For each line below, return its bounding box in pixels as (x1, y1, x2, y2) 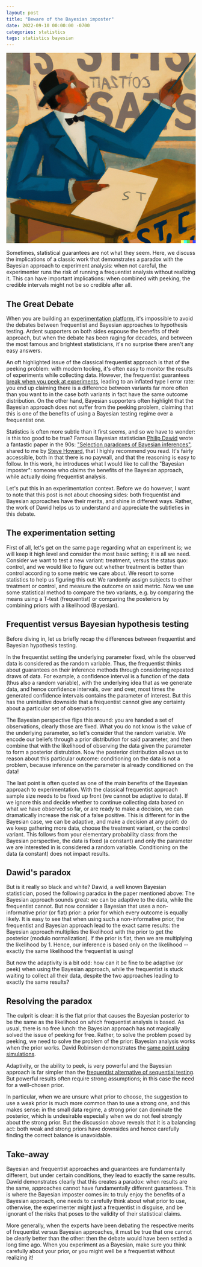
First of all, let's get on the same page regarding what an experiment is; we (6, 544, 192, 551)
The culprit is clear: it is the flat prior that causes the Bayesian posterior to (6, 1012, 189, 1019)
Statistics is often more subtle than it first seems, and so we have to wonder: (6, 428, 195, 435)
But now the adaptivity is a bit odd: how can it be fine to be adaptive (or (6, 959, 183, 966)
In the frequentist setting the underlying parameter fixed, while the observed (6, 653, 196, 661)
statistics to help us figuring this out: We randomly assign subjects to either (6, 576, 193, 583)
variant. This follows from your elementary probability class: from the (6, 830, 177, 838)
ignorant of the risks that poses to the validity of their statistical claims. (6, 1210, 182, 1217)
